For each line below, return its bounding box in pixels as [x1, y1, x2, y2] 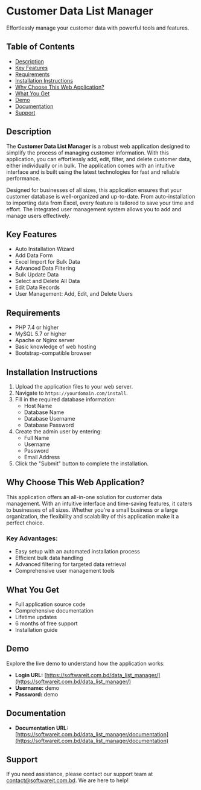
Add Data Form [14, 252, 53, 259]
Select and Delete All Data [14, 278, 80, 285]
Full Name [24, 435, 49, 441]
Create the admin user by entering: [14, 428, 102, 435]
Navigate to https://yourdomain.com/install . [14, 389, 128, 397]
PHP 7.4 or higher [14, 324, 59, 331]
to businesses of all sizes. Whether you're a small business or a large [6, 506, 178, 514]
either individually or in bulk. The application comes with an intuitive [6, 162, 175, 169]
